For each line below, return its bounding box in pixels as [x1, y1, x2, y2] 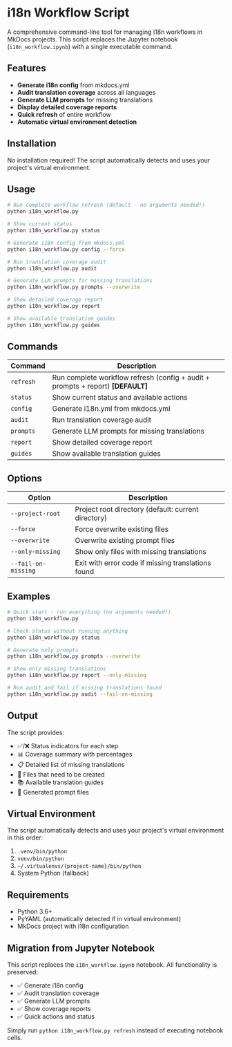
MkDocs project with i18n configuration [17, 922, 129, 931]
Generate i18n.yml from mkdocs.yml [52, 404, 171, 414]
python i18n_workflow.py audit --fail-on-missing [7, 690, 153, 698]
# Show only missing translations [7, 665, 107, 672]
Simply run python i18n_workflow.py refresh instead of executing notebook [7, 1026, 224, 1035]
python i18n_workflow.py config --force [7, 245, 126, 253]
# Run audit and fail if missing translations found [7, 685, 162, 692]
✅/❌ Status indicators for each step [17, 741, 119, 750]
